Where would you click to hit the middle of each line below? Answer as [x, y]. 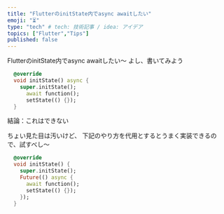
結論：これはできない [38, 121]
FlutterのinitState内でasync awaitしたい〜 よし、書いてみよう [96, 61]
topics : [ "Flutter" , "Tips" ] [48, 33]
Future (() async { [47, 178]
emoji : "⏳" [23, 20]
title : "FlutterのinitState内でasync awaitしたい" [79, 14]
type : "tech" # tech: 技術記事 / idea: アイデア [75, 27]
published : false [33, 40]
